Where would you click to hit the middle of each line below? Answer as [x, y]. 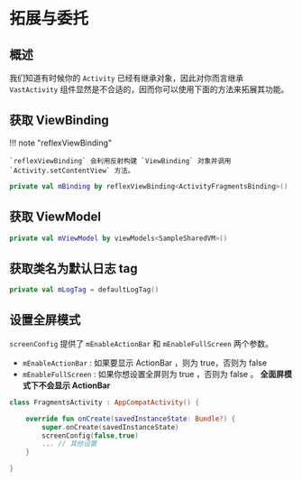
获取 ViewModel [55, 217]
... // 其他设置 [69, 444]
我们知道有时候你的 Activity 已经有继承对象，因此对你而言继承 [127, 78]
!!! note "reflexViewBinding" [61, 143]
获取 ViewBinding [59, 120]
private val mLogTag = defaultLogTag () [84, 290]
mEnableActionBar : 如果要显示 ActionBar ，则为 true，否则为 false [145, 363]
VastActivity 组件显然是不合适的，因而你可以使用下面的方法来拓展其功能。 [149, 89]
